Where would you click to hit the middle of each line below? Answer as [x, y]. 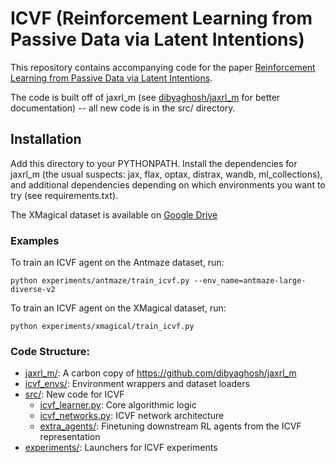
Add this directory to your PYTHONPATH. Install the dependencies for [154, 163]
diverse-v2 [33, 290]
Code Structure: [50, 351]
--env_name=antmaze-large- [250, 281]
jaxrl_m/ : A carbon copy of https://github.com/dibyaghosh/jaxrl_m [160, 373]
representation [70, 437]
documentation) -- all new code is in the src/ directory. [123, 108]
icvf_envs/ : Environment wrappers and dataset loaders [137, 384]
